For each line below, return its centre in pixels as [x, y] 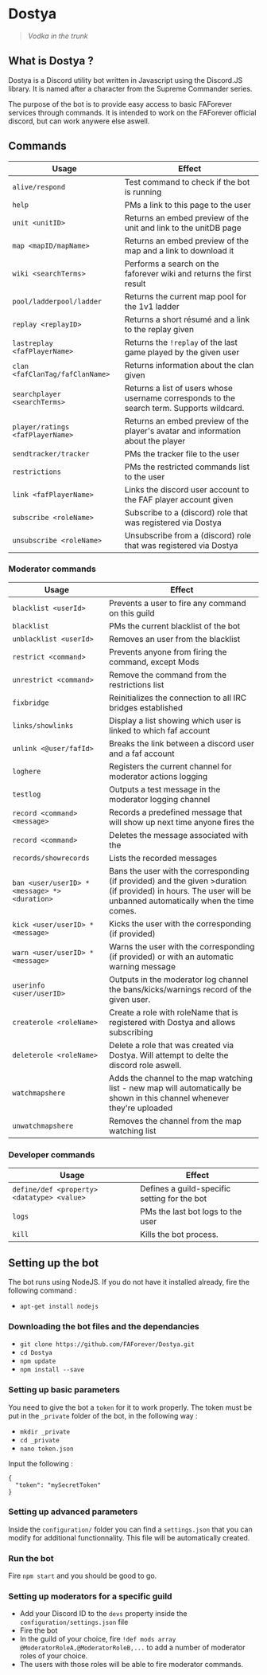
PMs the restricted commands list [187, 467]
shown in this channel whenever [169, 1098]
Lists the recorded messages [163, 858]
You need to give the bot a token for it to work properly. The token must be [130, 1407]
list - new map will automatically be [175, 1088]
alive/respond [39, 187]
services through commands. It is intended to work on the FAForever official [132, 112]
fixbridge [31, 702]
